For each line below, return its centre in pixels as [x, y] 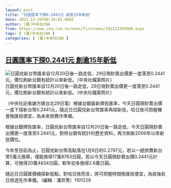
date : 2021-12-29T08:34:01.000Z [39, 19]
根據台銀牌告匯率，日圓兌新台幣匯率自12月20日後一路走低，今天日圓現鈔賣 [84, 127]
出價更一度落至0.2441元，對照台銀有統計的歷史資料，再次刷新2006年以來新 [85, 133]
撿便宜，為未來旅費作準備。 [48, 116]
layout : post [19, 10]
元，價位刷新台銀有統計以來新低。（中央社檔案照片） [60, 92]
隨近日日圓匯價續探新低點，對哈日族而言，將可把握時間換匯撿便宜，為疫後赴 [85, 174]
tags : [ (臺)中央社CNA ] [30, 34]
